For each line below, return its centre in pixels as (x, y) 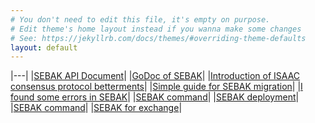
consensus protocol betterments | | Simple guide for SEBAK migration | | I (156, 87)
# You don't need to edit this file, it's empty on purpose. (140, 19)
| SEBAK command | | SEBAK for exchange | (96, 108)
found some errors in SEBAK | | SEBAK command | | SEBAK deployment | (155, 97)
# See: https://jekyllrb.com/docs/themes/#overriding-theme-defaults (158, 38)
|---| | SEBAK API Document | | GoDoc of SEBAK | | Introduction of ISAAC (155, 76)
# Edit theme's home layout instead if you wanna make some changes (156, 29)
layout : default (44, 47)
